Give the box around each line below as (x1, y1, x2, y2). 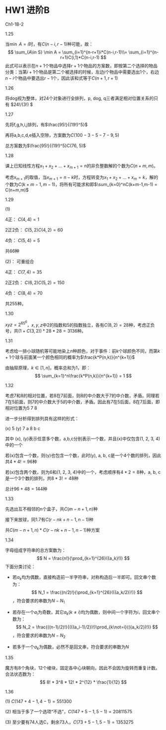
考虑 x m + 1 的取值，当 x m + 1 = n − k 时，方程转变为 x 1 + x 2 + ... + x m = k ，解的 (5, 174, 159, 181)
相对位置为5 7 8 (5, 405, 37, 411)
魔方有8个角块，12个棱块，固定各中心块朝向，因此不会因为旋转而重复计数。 (5, 665, 160, 671)
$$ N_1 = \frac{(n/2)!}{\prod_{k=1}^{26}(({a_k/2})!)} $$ (31, 589, 143, 595)
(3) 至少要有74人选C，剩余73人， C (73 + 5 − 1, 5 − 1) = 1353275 (5, 719, 134, 725)
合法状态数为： (5, 671, 36, 677)
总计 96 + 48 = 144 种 (5, 486, 48, 492)
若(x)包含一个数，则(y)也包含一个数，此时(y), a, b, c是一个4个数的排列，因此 (5, 452, 162, 458)
